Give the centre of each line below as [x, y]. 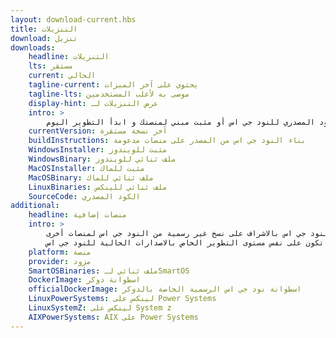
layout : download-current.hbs [73, 19]
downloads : [33, 47]
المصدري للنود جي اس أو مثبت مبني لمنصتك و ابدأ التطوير [194, 122]
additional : [35, 206]
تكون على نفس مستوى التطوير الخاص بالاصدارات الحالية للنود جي [192, 242]
